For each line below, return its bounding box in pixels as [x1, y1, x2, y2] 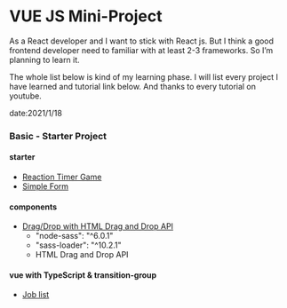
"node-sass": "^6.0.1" [35, 231, 114, 241]
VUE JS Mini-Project [9, 6, 163, 27]
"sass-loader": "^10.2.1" [35, 240, 122, 250]
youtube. [9, 91, 42, 101]
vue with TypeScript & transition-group [9, 269, 157, 280]
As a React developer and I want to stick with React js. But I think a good [9, 36, 274, 46]
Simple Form [21, 181, 69, 192]
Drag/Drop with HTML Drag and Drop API [21, 221, 174, 232]
